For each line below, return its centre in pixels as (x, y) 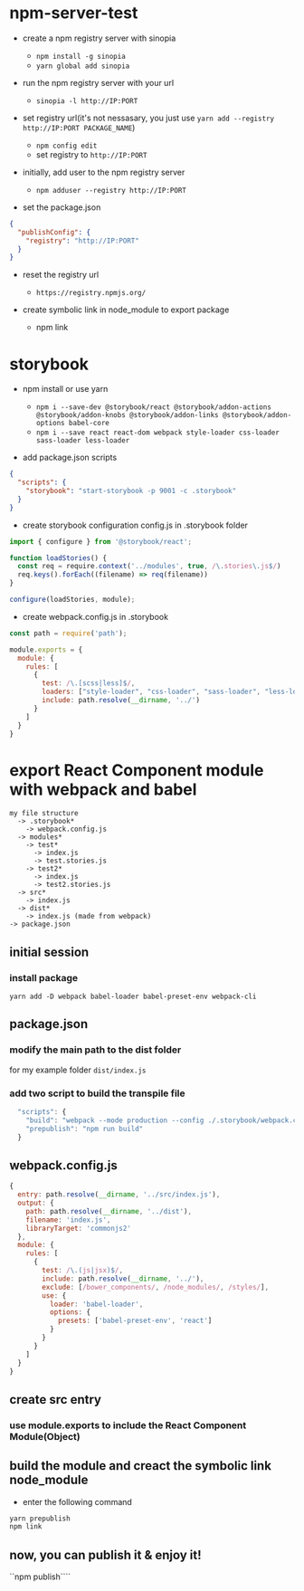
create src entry (56, 1400)
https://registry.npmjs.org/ (91, 293)
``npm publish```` (40, 1577)
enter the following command (77, 1501)
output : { (36, 1203)
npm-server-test (74, 13)
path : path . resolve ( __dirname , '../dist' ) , (109, 1211)
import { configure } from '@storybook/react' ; (101, 541)
